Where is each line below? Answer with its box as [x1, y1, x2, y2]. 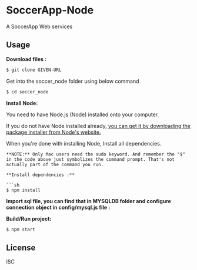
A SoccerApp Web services [6, 23, 73, 30]
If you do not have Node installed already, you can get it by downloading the [6, 122, 191, 129]
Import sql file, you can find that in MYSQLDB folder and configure [6, 197, 172, 204]
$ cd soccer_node [6, 89, 49, 95]
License [6, 242, 36, 252]
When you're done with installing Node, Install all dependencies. [6, 140, 162, 147]
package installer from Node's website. [6, 129, 101, 136]
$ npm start [6, 227, 35, 232]
